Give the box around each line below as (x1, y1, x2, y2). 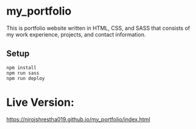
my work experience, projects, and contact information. (6, 30, 146, 38)
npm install (6, 64, 37, 71)
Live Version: (6, 96, 74, 109)
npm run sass (6, 70, 40, 76)
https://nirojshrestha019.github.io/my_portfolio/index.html (6, 116, 151, 123)
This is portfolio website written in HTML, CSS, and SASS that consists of (6, 24, 191, 32)
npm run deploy (6, 75, 45, 82)
